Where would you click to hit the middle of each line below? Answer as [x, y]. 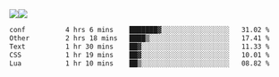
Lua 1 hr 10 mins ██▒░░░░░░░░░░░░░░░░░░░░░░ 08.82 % [139, 63]
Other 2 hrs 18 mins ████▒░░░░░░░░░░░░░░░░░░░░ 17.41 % [139, 38]
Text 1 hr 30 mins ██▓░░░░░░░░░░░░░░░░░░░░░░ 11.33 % [139, 47]
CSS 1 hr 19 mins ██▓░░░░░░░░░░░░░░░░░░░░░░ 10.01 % [139, 55]
